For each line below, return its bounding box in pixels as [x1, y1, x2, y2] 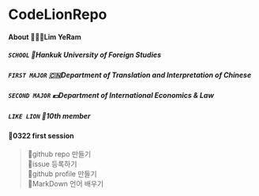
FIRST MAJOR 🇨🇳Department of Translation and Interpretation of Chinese [8, 70, 252, 80]
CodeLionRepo [8, 6, 107, 24]
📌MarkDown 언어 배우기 [27, 179, 104, 189]
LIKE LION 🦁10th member [8, 111, 91, 120]
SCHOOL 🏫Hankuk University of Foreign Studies [8, 50, 162, 60]
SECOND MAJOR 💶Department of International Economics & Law [8, 91, 215, 100]
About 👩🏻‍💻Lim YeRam [8, 32, 81, 41]
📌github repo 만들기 [27, 149, 92, 159]
